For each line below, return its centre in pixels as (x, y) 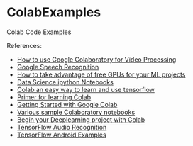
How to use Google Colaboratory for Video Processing (96, 59)
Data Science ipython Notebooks (65, 82)
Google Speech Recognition (58, 67)
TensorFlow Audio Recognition (62, 127)
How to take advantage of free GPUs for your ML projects (101, 74)
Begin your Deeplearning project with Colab (81, 119)
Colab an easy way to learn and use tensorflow (86, 89)
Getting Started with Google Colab (67, 104)
